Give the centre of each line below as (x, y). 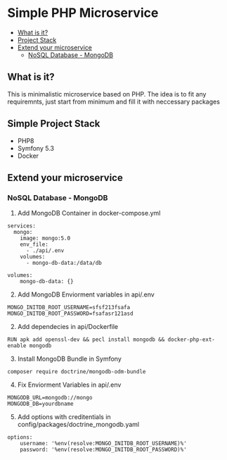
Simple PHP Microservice (83, 13)
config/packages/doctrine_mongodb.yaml (78, 425)
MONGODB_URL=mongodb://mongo (50, 398)
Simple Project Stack (54, 124)
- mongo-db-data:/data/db (64, 263)
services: (22, 226)
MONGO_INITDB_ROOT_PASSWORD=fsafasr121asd (70, 314)
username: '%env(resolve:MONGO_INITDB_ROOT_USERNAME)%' (104, 444)
